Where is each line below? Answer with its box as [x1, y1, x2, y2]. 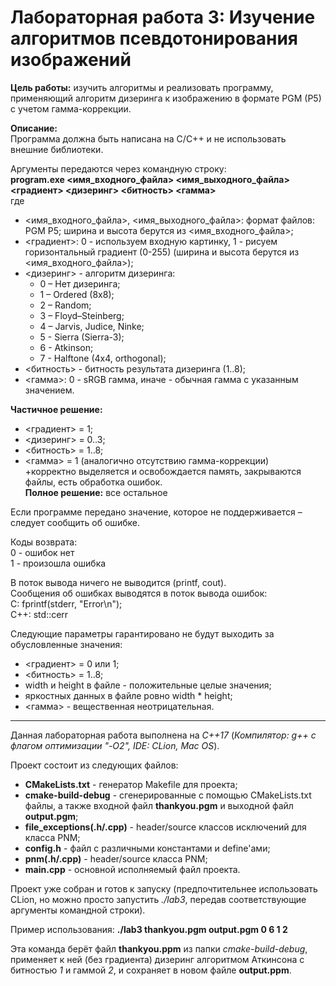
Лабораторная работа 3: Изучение [10, 6, 316, 29]
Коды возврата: [10, 536, 78, 548]
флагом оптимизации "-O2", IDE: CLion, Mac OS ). [10, 739, 220, 751]
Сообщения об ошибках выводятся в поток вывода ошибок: [10, 587, 268, 599]
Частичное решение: [10, 403, 103, 415]
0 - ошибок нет [10, 546, 75, 558]
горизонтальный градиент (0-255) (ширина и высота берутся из [24, 246, 300, 258]
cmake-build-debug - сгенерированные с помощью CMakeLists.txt [24, 789, 312, 801]
